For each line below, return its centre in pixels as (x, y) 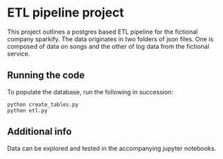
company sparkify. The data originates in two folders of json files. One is (110, 39)
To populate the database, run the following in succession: (90, 92)
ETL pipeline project (66, 13)
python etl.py (28, 110)
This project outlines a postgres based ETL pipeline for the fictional (103, 32)
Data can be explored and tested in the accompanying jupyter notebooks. (111, 148)
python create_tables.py (43, 105)
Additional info (40, 132)
